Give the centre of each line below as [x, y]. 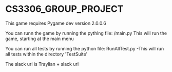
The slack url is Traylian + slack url [42, 64]
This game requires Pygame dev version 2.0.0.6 [56, 23]
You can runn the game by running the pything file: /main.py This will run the [86, 33]
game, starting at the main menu [40, 39]
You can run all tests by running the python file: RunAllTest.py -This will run [85, 48]
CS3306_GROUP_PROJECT [64, 9]
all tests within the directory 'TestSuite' [46, 54]
